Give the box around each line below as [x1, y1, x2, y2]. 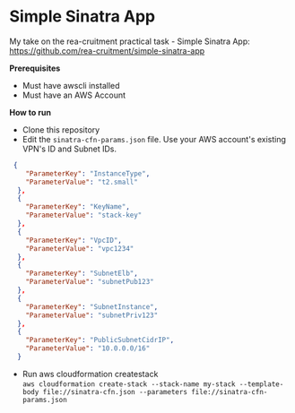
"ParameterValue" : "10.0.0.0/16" [25, 344, 151, 353]
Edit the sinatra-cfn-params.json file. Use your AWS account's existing [22, 133, 287, 144]
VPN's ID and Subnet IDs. [22, 143, 117, 154]
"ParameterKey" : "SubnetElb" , [25, 269, 139, 279]
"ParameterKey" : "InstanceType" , [25, 168, 151, 178]
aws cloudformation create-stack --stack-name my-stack [22, 379, 236, 389]
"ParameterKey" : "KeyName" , [25, 202, 130, 211]
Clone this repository [22, 124, 100, 135]
